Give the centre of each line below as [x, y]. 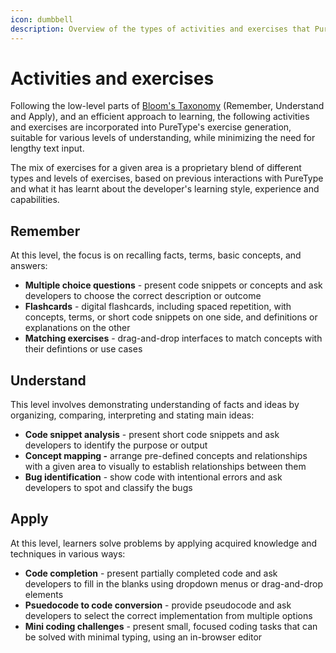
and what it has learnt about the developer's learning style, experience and [165, 189]
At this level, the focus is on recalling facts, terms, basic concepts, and [156, 255]
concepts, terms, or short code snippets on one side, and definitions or [171, 317]
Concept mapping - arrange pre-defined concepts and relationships [166, 456]
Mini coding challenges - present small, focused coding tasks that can [171, 626]
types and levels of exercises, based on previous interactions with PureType [167, 178]
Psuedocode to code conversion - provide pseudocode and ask [158, 605]
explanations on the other [77, 328]
